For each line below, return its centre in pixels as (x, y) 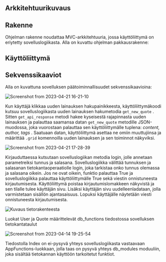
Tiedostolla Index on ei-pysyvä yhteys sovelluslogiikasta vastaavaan (75, 244)
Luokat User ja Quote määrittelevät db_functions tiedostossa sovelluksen (80, 219)
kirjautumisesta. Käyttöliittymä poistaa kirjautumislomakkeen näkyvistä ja (80, 184)
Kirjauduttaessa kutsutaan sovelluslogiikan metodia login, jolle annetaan (79, 157)
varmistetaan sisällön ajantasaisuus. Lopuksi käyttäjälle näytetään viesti (78, 194)
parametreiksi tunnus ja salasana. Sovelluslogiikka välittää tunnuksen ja (78, 163)
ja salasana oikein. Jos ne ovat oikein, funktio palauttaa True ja (69, 173)
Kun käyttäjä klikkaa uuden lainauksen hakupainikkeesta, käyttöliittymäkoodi (83, 106)
